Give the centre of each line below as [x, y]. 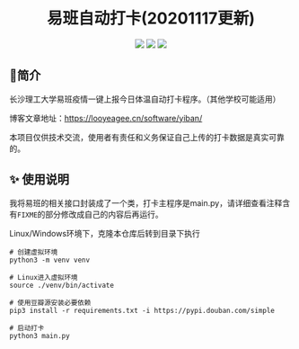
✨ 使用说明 [40, 179]
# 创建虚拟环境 [34, 252]
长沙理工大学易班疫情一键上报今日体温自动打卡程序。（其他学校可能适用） [145, 99]
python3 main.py [40, 336]
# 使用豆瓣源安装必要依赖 [50, 302]
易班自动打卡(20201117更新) [151, 18]
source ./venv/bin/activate [62, 285]
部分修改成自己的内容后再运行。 [104, 214]
